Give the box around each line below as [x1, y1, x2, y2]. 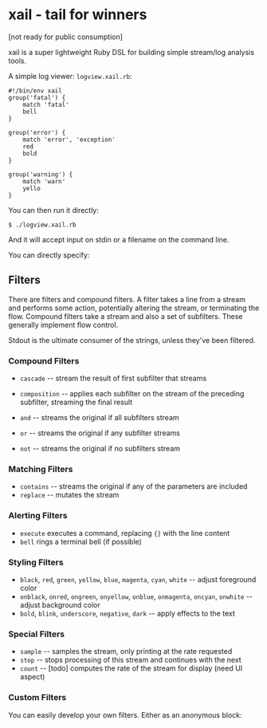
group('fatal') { [8, 93, 66, 101]
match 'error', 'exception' [22, 136, 116, 144]
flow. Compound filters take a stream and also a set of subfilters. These [8, 311, 243, 321]
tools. [8, 56, 27, 65]
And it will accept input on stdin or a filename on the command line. [8, 234, 230, 244]
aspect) [19, 672, 45, 682]
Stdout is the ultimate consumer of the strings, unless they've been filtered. [8, 335, 256, 344]
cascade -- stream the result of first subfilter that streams [19, 373, 207, 384]
